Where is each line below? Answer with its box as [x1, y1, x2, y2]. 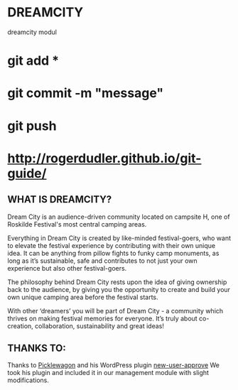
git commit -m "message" [7, 85, 164, 102]
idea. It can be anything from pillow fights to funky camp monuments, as [7, 249, 220, 257]
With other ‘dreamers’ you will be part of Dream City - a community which [7, 306, 224, 315]
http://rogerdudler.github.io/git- [7, 150, 202, 166]
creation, [7, 321, 33, 330]
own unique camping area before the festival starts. [7, 293, 158, 301]
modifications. [7, 376, 50, 384]
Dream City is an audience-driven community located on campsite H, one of [7, 212, 230, 221]
